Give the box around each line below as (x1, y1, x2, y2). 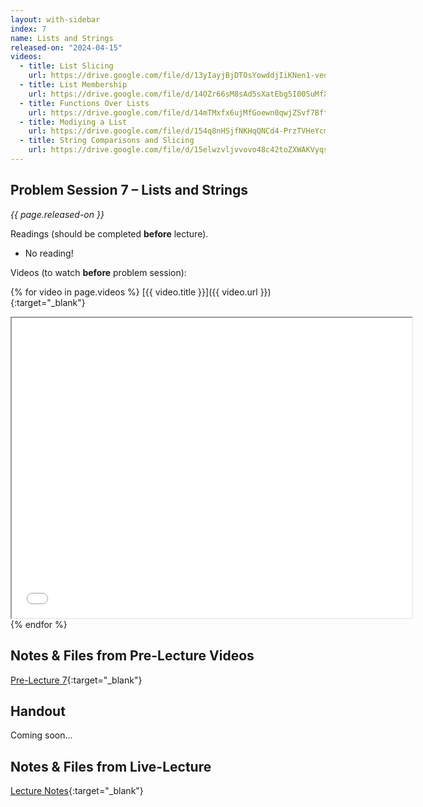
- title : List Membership (19, 80, 128, 90)
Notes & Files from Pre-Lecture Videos (10, 647, 255, 665)
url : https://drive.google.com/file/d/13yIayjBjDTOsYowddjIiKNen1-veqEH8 (28, 71, 342, 81)
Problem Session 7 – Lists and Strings (10, 182, 249, 199)
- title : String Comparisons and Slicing (19, 136, 195, 146)
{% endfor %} (10, 618, 68, 630)
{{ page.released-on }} (10, 208, 105, 220)
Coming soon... (10, 729, 73, 741)
